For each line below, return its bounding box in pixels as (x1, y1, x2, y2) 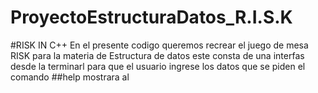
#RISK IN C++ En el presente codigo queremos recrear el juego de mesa (10, 39, 309, 51)
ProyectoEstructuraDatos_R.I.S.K (10, 6, 293, 29)
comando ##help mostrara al (10, 71, 130, 83)
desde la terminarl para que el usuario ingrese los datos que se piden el (10, 60, 306, 72)
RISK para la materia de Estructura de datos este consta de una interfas (10, 49, 305, 61)
